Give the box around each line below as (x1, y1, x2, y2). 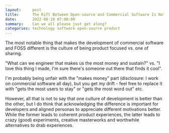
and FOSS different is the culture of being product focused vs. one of (5, 45, 149, 51)
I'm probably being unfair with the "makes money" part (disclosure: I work (5, 75, 158, 81)
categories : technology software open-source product (5, 26, 121, 31)
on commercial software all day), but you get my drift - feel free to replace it (5, 81, 162, 87)
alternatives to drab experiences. (5, 122, 74, 128)
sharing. (5, 51, 23, 57)
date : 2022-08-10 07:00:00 (5, 17, 75, 22)
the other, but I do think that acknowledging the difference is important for (5, 101, 159, 107)
